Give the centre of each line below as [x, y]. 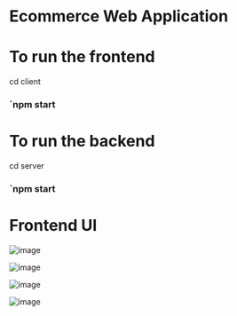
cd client [25, 82]
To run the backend [82, 142]
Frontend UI [53, 226]
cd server [27, 165]
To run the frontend [82, 57]
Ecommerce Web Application [119, 16]
